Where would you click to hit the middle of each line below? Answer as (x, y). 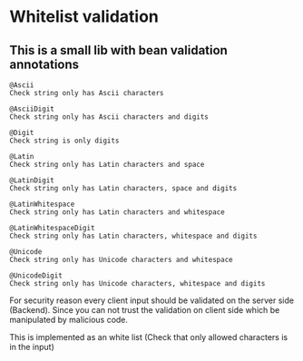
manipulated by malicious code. (69, 320)
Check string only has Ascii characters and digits (109, 117)
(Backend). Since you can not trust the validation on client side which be (145, 310)
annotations (44, 64)
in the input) (32, 347)
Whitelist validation (84, 17)
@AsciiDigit (32, 109)
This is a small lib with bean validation (119, 50)
